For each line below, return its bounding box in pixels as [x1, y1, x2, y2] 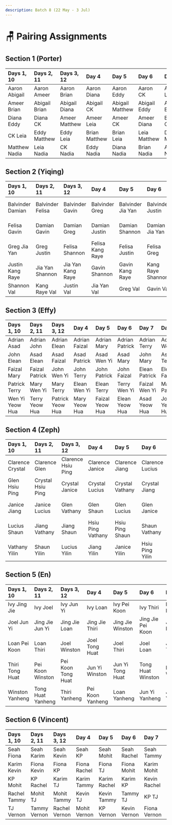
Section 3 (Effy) [5, 306, 56, 315]
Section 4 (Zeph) [5, 425, 60, 434]
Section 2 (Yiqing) [5, 168, 64, 176]
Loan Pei [8, 640, 29, 647]
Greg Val [119, 285, 140, 293]
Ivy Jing [8, 601, 27, 608]
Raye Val [35, 288, 57, 296]
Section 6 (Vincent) [5, 715, 69, 724]
